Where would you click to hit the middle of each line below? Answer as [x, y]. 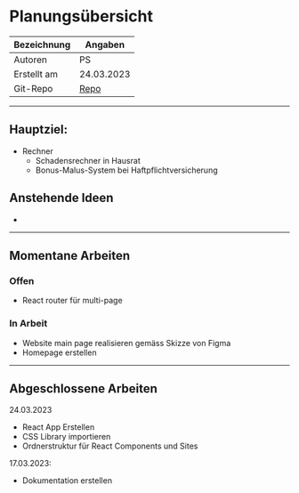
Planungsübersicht [81, 16]
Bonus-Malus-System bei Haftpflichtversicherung [126, 170]
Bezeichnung [42, 44]
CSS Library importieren [66, 437]
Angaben [105, 44]
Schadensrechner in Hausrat [88, 160]
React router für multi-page [72, 301]
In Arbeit [28, 324]
